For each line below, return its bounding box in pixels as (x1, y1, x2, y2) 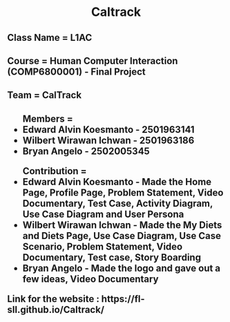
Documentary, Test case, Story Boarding (22, 252, 202, 263)
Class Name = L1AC (7, 32, 93, 44)
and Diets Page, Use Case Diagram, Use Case (22, 229, 221, 242)
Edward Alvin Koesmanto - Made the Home (22, 176, 212, 187)
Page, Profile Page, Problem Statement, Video (22, 187, 224, 198)
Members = (22, 113, 74, 124)
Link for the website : (7, 293, 100, 305)
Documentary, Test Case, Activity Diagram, (22, 198, 213, 209)
